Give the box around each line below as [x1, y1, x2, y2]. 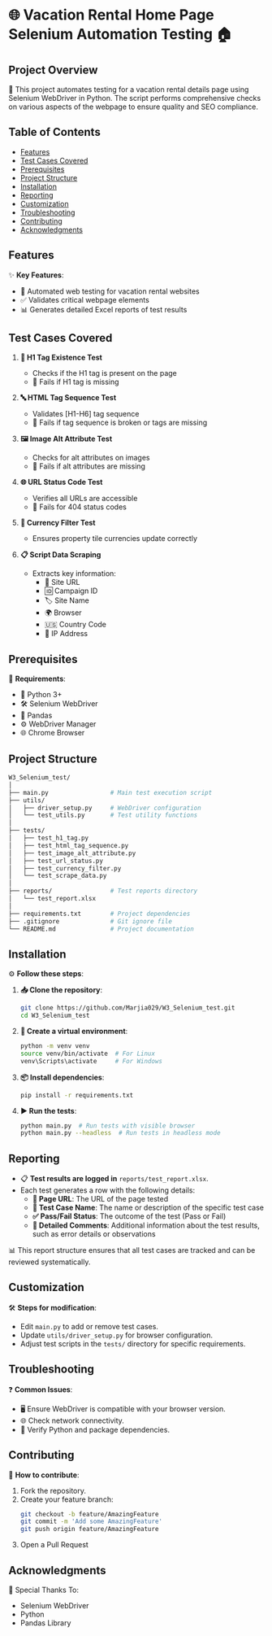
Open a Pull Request [19, 1540, 89, 1550]
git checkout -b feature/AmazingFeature [19, 1510, 159, 1518]
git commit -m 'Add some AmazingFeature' [19, 1517, 163, 1526]
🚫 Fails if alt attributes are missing [32, 461, 146, 471]
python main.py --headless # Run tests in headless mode [19, 1129, 221, 1137]
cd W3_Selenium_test [19, 1011, 90, 1020]
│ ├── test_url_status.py [8, 857, 104, 865]
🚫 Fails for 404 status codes [32, 502, 127, 512]
